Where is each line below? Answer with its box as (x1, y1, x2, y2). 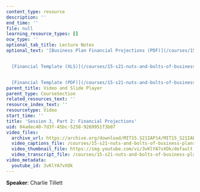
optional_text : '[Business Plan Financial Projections (6, 48, 145, 54)
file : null (6, 25, 33, 32)
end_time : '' (6, 20, 39, 26)
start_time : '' (6, 113, 44, 119)
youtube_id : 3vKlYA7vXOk (11, 162, 73, 169)
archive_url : (11, 135, 44, 141)
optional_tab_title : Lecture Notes (6, 42, 95, 48)
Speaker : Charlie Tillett (6, 179, 63, 186)
